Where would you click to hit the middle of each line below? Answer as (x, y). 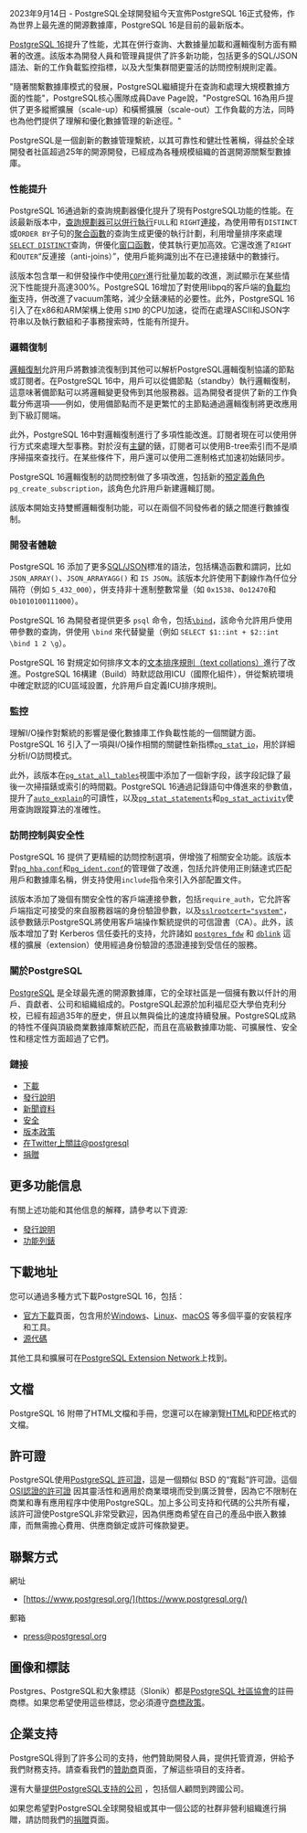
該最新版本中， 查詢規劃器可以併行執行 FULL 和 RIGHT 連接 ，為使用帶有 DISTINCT (153, 222)
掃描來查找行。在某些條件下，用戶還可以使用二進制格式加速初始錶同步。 (153, 457)
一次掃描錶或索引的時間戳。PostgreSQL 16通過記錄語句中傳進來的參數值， (157, 787)
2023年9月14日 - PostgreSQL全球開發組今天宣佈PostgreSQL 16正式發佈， (148, 13)
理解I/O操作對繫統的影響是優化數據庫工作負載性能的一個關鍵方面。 (135, 733)
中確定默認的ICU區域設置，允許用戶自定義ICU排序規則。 (116, 685)
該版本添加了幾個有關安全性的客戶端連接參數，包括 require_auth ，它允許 (146, 900)
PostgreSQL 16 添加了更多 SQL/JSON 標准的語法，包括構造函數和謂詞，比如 (150, 566)
